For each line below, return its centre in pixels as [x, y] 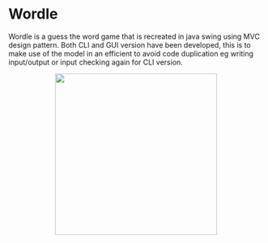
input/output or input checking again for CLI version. [96, 62]
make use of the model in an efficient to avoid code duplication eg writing [131, 53]
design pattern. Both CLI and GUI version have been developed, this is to [130, 44]
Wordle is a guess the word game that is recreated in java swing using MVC [134, 36]
